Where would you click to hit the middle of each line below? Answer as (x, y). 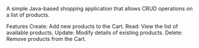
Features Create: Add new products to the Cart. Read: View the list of (92, 26)
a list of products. (28, 15)
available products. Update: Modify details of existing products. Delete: (94, 33)
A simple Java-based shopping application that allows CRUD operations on (99, 9)
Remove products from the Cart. (46, 39)
